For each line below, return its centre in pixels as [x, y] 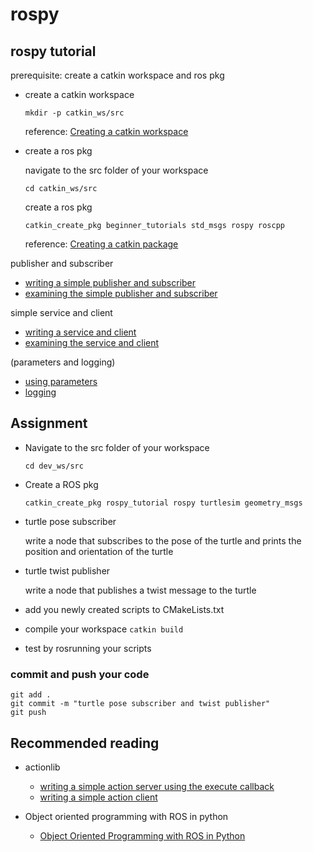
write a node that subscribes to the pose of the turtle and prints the [163, 540]
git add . [31, 695]
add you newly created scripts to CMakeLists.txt [124, 609]
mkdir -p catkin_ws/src [74, 113]
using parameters [61, 381]
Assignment [49, 423]
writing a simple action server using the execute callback [157, 786]
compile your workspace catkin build [104, 629]
